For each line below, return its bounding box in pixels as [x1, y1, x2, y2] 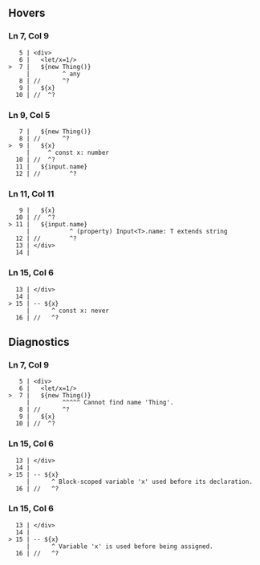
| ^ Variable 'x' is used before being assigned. [26, 542, 214, 551]
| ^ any [26, 70, 81, 78]
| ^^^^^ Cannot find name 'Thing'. [26, 399, 174, 407]
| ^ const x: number [26, 148, 110, 156]
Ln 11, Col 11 [8, 188, 55, 199]
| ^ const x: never [26, 307, 110, 315]
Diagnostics [8, 335, 70, 348]
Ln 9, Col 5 [8, 109, 51, 120]
